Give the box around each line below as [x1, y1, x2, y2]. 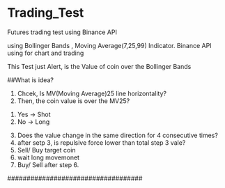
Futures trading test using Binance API [7, 28, 117, 36]
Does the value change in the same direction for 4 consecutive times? [17, 131, 218, 139]
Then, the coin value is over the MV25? [17, 96, 130, 105]
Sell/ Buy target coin [17, 146, 76, 154]
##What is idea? [7, 75, 54, 84]
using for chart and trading [7, 49, 84, 57]
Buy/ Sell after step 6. [17, 160, 79, 169]
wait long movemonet [17, 153, 80, 162]
